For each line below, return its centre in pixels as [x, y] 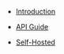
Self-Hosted [35, 42]
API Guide [32, 27]
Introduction [36, 12]
